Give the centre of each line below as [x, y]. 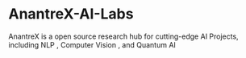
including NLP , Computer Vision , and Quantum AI [92, 44]
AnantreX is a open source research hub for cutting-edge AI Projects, [124, 36]
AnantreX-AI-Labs [71, 14]
